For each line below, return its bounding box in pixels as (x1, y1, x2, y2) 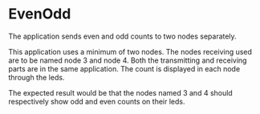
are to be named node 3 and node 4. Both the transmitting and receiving (8, 55, 247, 65)
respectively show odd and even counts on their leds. (8, 96, 185, 106)
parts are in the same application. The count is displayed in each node (8, 63, 241, 73)
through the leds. (8, 72, 65, 82)
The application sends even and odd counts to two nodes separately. (8, 31, 237, 41)
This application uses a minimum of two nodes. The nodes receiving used (8, 47, 253, 56)
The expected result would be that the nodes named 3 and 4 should (8, 88, 233, 97)
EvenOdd (8, 5, 71, 23)
